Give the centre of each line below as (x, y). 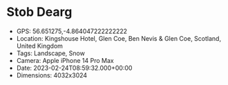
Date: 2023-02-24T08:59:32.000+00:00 (74, 68)
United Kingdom (40, 46)
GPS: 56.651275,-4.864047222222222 (72, 31)
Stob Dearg (39, 12)
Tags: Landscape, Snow (51, 53)
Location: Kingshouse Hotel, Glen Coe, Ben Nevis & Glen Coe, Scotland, (119, 38)
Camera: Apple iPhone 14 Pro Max (65, 60)
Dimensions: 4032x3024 (52, 75)
